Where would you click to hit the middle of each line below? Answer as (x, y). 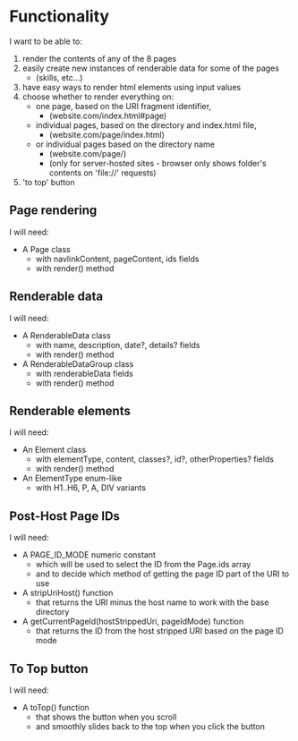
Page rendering (53, 211)
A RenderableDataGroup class (78, 363)
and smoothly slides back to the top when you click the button (150, 726)
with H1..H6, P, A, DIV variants (90, 488)
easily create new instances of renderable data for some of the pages (151, 68)
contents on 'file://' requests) (102, 173)
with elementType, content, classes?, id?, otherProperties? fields (155, 459)
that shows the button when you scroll (106, 717)
